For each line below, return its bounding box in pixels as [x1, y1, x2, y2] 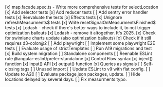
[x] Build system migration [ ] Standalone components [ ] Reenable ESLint [5, 51, 152, 56]
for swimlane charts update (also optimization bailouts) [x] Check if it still [5, 35, 152, 41]
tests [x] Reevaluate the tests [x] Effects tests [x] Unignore [5, 15, 123, 20]
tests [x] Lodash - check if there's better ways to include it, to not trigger [5, 25, 151, 31]
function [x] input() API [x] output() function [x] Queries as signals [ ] [5, 61, 143, 67]
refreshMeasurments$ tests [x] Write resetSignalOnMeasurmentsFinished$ [5, 19, 156, 25]
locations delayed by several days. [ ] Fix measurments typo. [5, 76, 127, 82]
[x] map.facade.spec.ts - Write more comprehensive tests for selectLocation [5, 4, 159, 10]
